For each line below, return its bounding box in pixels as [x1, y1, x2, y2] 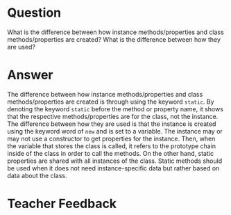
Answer [7, 67, 53, 83]
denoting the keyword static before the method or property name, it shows [7, 104, 224, 113]
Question [7, 5, 61, 21]
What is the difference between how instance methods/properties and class [7, 28, 224, 36]
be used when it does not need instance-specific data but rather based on [7, 164, 220, 172]
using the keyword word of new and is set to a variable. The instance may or [7, 127, 223, 135]
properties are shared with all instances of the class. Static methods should [7, 157, 223, 165]
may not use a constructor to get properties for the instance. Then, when [7, 134, 216, 143]
